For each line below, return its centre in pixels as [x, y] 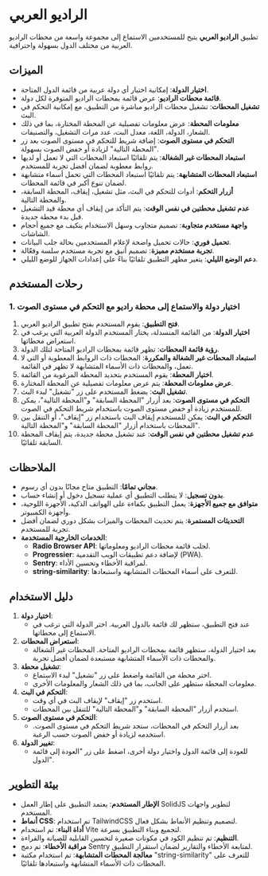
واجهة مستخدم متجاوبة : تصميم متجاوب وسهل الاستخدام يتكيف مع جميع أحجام [134, 225]
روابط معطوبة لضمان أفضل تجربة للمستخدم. [87, 166]
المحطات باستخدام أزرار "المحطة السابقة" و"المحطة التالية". [110, 426]
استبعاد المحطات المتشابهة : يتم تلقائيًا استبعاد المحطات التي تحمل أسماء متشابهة [139, 174]
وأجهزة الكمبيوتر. [45, 513]
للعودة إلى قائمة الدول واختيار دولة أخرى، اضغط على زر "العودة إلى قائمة [140, 752]
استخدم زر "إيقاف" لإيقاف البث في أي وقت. [97, 701]
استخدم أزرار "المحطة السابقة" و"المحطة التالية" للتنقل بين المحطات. [136, 709]
